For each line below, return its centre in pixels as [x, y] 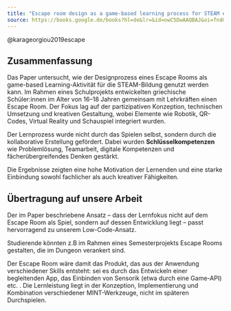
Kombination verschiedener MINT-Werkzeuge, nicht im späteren [98, 293]
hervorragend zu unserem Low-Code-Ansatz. [72, 230]
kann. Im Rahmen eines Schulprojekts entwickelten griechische [97, 92]
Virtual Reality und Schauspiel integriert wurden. [97, 122]
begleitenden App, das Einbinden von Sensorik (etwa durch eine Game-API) [114, 278]
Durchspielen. [27, 300]
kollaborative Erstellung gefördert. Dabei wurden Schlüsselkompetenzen [111, 142]
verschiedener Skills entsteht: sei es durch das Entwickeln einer [97, 271]
